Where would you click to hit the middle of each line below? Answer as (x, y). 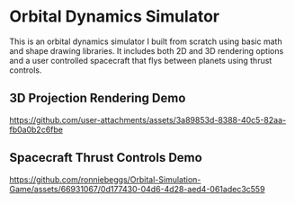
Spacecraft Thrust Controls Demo (106, 158)
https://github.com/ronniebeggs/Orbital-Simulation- (105, 179)
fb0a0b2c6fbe (36, 129)
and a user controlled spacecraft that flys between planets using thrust (141, 60)
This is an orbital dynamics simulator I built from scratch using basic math (146, 41)
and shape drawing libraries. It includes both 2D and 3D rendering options (147, 50)
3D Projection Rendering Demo (98, 98)
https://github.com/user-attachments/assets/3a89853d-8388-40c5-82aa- (147, 119)
